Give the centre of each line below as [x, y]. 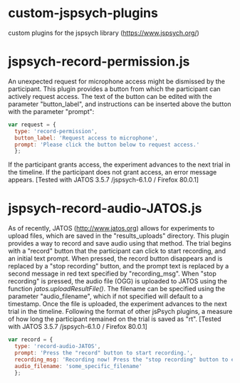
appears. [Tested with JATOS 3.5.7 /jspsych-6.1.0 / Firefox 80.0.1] [103, 180]
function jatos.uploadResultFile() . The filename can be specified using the [116, 289]
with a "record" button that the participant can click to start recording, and [117, 251]
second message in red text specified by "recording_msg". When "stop [112, 274]
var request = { [32, 125]
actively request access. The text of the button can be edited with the [110, 96]
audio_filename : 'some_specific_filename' [78, 366]
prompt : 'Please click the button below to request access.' [107, 145]
